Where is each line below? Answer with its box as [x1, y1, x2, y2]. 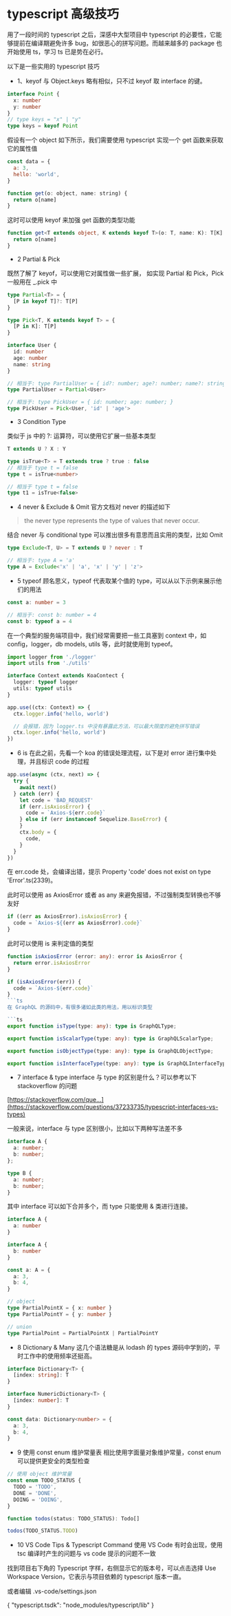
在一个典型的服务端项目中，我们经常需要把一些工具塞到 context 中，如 [7, 631, 207, 639]
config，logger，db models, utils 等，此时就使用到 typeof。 [7, 639, 177, 648]
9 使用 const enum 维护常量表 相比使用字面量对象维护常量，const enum [16, 1448, 221, 1456]
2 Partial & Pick [16, 255, 60, 263]
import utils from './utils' [7, 660, 91, 667]
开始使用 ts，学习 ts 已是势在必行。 [7, 47, 107, 56]
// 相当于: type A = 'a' [7, 557, 76, 564]
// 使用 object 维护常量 [7, 1471, 72, 1478]
